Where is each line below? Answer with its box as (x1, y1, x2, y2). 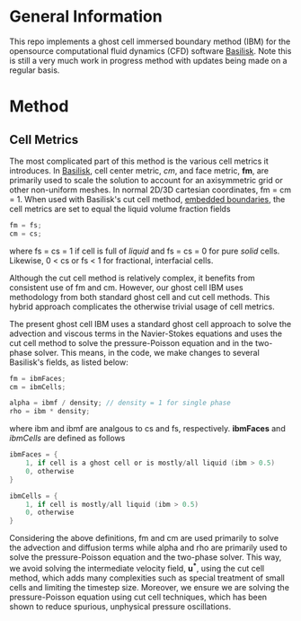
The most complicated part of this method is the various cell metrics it (9, 155, 270, 166)
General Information (9, 6, 164, 27)
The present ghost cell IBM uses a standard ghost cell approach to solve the (9, 318, 292, 329)
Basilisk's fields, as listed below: (9, 357, 128, 368)
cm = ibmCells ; (9, 382, 66, 392)
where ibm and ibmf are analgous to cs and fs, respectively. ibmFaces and (9, 423, 286, 434)
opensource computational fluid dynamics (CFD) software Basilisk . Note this (9, 45, 292, 56)
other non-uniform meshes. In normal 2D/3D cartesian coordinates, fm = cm (9, 184, 292, 195)
